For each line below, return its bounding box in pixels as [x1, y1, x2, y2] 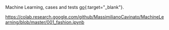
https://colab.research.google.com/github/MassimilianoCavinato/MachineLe [5, 14, 164, 19]
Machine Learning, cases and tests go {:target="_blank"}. [5, 4, 124, 10]
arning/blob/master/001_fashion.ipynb [5, 19, 85, 25]
